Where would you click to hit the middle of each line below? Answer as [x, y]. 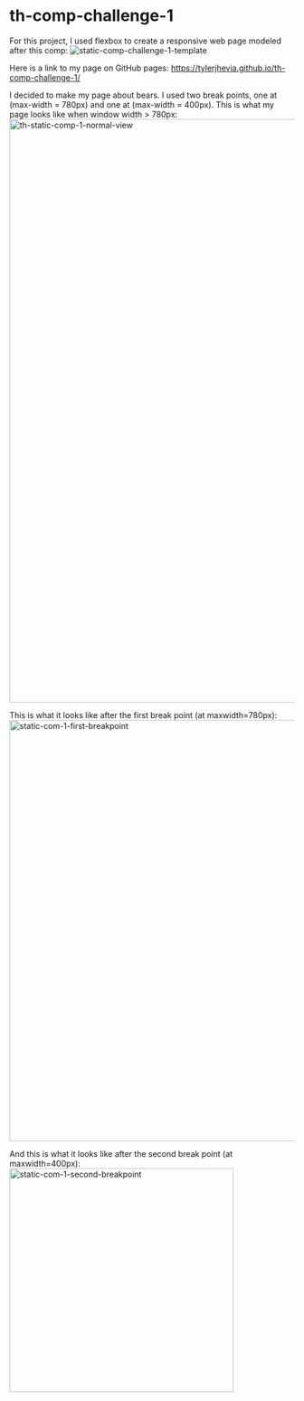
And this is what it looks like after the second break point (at [121, 1153]
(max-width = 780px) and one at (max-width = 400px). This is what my [142, 104]
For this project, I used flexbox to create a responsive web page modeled [146, 41]
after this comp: [39, 50]
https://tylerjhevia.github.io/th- [228, 68]
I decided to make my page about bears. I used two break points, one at [143, 95]
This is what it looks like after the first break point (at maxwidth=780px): [143, 715]
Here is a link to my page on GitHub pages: [89, 68]
